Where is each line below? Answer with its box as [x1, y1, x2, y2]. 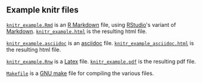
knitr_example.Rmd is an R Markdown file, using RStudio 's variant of [6, 21, 176, 28]
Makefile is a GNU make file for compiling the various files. [6, 70, 154, 77]
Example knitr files [6, 5, 79, 15]
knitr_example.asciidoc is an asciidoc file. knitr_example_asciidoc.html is [6, 39, 194, 46]
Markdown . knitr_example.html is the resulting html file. [6, 27, 148, 35]
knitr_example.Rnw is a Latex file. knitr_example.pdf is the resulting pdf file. [6, 57, 197, 65]
